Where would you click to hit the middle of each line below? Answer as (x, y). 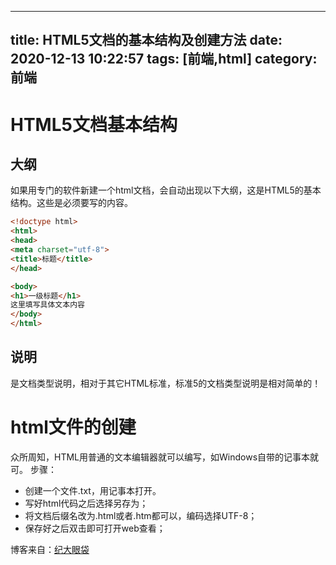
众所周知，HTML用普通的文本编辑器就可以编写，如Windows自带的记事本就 (165, 457)
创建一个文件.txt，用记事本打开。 (93, 490)
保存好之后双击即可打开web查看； (95, 528)
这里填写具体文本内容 (47, 305)
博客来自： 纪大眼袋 (50, 549)
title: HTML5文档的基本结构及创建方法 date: (146, 40)
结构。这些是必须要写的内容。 (71, 203)
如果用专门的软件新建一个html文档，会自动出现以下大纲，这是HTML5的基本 (166, 190)
